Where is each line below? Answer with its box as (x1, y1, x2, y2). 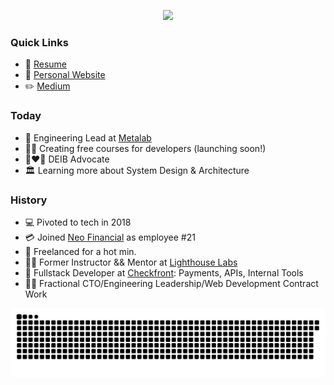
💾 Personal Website (24, 69, 106, 81)
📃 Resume (24, 58, 67, 70)
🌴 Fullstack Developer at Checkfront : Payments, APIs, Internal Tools (24, 266, 304, 279)
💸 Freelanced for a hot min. (24, 245, 137, 257)
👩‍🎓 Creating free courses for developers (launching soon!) (24, 142, 267, 154)
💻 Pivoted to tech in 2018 (24, 216, 132, 228)
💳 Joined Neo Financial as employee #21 (24, 231, 196, 243)
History (10, 193, 48, 207)
